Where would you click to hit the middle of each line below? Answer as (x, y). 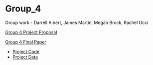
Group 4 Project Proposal (31, 32)
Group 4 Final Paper (26, 42)
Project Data (25, 57)
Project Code (26, 51)
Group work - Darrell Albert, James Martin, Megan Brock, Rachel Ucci (77, 22)
